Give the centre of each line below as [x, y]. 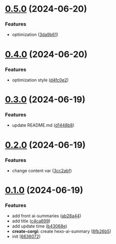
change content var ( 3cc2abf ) [42, 170]
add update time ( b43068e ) [40, 226]
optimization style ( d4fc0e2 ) [40, 80]
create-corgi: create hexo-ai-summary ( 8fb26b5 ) [62, 231]
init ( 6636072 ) [26, 237]
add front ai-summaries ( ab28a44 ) [46, 216]
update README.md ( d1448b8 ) [43, 125]
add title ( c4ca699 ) [31, 221]
